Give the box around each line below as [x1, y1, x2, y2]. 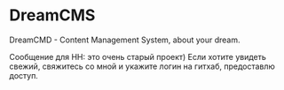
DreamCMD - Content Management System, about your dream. [9, 34, 241, 45]
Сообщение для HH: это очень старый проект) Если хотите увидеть [9, 51, 266, 62]
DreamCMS [9, 5, 96, 26]
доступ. [9, 70, 38, 80]
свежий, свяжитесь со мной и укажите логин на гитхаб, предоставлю [9, 61, 275, 71]
